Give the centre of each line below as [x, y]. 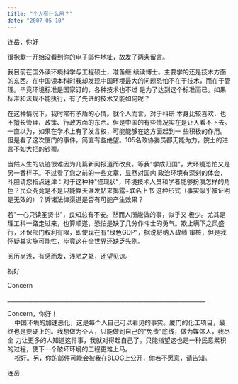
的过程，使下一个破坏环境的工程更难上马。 [69, 349]
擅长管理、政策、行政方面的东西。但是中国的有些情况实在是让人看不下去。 [122, 122]
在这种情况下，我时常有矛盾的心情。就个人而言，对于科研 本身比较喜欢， [114, 113]
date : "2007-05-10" [36, 21]
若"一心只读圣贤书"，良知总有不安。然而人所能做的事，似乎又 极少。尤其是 [117, 214]
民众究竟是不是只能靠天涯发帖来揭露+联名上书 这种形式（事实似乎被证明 [125, 190]
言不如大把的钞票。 [35, 149]
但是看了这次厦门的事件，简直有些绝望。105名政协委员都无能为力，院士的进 [118, 140]
